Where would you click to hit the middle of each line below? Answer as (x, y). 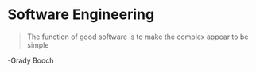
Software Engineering (81, 15)
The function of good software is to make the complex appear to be (138, 36)
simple (38, 44)
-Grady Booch (31, 60)
